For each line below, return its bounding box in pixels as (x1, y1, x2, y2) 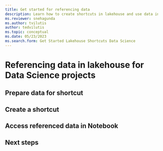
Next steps (5, 138, 39, 147)
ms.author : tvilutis (5, 20, 47, 26)
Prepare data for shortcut (5, 89, 83, 97)
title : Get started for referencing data (5, 7, 90, 12)
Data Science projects (5, 70, 96, 80)
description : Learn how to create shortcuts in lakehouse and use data (5, 12, 153, 16)
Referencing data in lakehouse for (5, 59, 144, 70)
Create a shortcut (5, 105, 59, 114)
